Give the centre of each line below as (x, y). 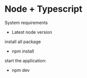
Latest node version (32, 32)
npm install (23, 51)
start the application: (26, 60)
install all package (23, 41)
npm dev (21, 70)
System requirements (26, 23)
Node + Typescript (43, 9)
